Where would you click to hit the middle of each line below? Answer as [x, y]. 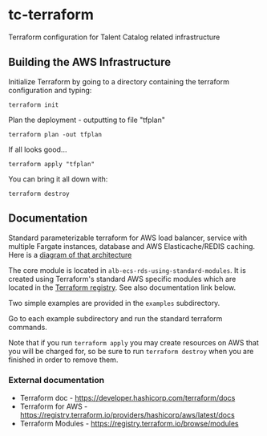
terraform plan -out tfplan [55, 134]
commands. [28, 327]
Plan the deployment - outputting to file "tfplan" [87, 120]
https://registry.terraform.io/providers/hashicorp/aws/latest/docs [127, 414]
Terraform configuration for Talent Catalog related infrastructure [114, 37]
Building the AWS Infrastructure [89, 62]
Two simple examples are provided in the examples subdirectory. [114, 303]
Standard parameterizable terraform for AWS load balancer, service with [127, 238]
